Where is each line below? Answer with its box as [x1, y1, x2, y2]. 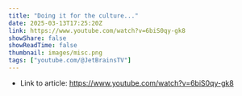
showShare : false [8, 34, 67, 42]
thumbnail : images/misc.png [8, 49, 103, 57]
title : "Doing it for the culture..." [8, 11, 139, 20]
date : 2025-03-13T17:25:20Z [8, 19, 103, 27]
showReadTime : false [8, 42, 78, 50]
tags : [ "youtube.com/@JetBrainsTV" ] [8, 57, 131, 65]
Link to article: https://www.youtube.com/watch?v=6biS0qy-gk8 [19, 78, 234, 88]
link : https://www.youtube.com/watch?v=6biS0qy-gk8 [8, 26, 186, 34]
